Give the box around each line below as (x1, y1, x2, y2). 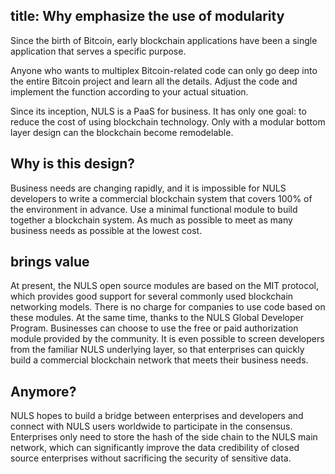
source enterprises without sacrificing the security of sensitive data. (10, 452, 292, 464)
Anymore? (10, 383, 77, 400)
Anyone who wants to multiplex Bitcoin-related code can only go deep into (10, 64, 318, 76)
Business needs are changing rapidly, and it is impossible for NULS (10, 182, 287, 194)
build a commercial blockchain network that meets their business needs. (10, 354, 309, 366)
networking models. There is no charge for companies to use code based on (10, 301, 326, 313)
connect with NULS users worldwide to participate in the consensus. (10, 420, 293, 433)
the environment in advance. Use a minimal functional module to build (10, 203, 298, 215)
